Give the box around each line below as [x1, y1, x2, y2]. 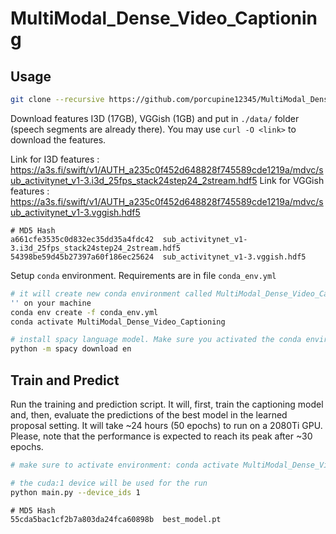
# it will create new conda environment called [10, 288, 213, 299]
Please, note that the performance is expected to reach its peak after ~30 [10, 430, 313, 442]
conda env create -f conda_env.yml [10, 307, 159, 317]
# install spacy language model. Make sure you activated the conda [10, 335, 302, 345]
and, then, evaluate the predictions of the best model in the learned [10, 408, 288, 421]
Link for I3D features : [10, 153, 100, 165]
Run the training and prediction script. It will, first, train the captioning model [10, 398, 324, 410]
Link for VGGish [259, 174, 325, 186]
